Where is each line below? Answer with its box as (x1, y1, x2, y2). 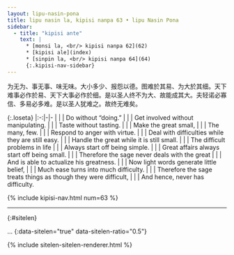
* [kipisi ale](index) (25, 49, 92, 56)
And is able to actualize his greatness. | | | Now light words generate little (7, 157, 217, 166)
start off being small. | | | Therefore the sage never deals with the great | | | (7, 150, 222, 159)
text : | (19, 36, 42, 43)
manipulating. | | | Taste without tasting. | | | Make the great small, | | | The (7, 121, 219, 129)
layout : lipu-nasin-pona (7, 10, 79, 17)
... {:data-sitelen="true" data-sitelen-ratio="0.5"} (7, 227, 148, 235)
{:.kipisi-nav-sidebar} (25, 62, 95, 69)
